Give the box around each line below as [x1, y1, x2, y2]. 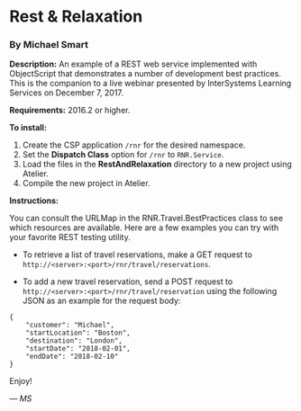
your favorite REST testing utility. [9, 232, 131, 243]
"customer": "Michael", [25, 321, 115, 330]
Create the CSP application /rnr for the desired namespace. [22, 139, 246, 150]
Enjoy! [9, 376, 33, 387]
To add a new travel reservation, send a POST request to [22, 276, 233, 287]
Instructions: [9, 195, 59, 206]
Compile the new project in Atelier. [22, 178, 150, 189]
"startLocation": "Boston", [25, 328, 131, 338]
